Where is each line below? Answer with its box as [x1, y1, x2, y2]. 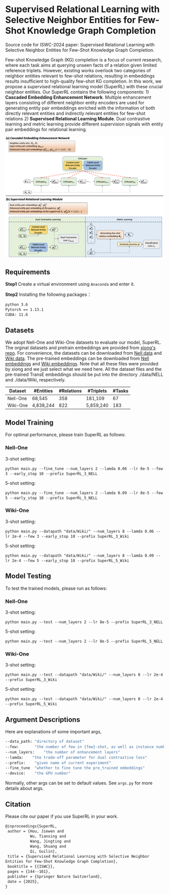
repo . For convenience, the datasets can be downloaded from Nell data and [5, 350, 162, 356]
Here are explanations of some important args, [5, 729, 102, 735]
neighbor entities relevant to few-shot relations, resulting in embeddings [5, 73, 155, 79]
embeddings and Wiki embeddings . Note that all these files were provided [5, 360, 158, 366]
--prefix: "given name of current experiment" [5, 760, 112, 765]
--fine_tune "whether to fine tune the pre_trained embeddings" [5, 765, 145, 771]
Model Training [5, 418, 54, 427]
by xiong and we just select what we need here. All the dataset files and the [5, 366, 162, 372]
